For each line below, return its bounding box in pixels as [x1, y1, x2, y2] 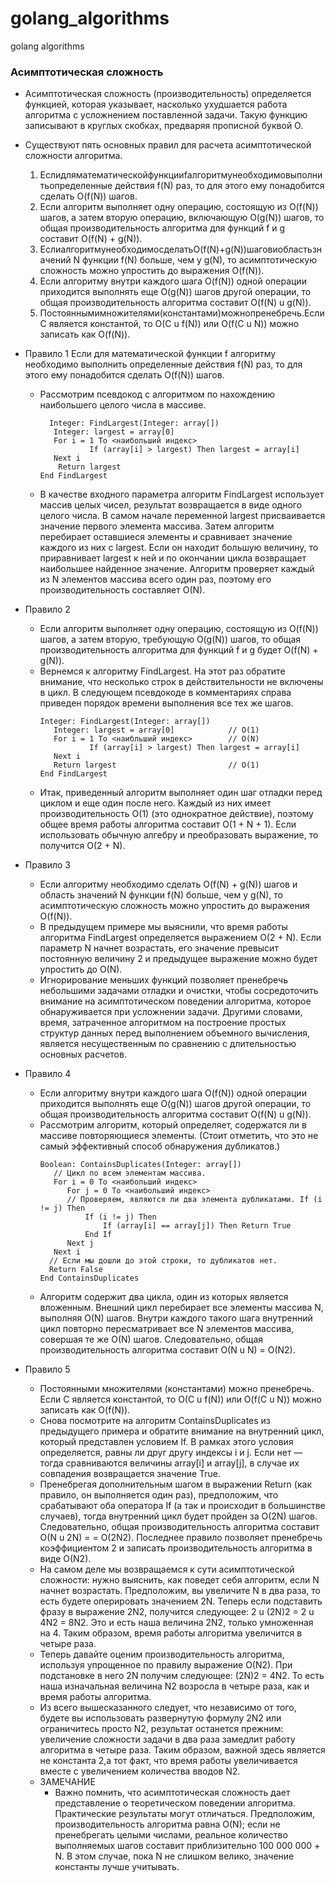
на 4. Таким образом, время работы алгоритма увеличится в [39, 1627, 303, 1639]
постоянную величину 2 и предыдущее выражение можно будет [39, 953, 318, 965]
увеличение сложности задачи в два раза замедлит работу [39, 1733, 296, 1746]
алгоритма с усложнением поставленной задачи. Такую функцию [24, 109, 308, 121]
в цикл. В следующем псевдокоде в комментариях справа [39, 687, 292, 699]
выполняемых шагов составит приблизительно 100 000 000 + [54, 1840, 321, 1852]
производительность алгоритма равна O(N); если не [54, 1818, 281, 1831]
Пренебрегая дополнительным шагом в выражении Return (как [39, 1478, 312, 1491]
